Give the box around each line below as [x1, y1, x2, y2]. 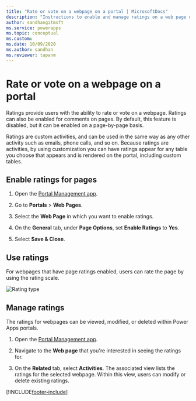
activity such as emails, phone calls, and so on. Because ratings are [6, 139, 169, 146]
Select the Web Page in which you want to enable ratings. [14, 213, 154, 220]
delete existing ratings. [14, 377, 70, 384]
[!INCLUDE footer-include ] [6, 389, 68, 395]
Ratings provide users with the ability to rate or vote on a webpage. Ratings [6, 109, 187, 116]
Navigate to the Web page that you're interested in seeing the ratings [14, 347, 181, 354]
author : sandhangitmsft [6, 19, 64, 25]
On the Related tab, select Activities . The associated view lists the [14, 365, 175, 372]
